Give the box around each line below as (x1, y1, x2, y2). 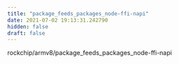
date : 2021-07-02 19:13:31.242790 (7, 17, 109, 24)
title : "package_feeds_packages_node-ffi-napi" (7, 10, 150, 17)
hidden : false (7, 23, 49, 30)
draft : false (7, 29, 46, 37)
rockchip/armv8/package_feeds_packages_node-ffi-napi (7, 49, 172, 57)
